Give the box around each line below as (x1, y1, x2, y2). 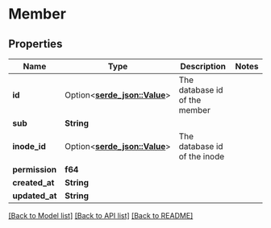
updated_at (12, 190, 57, 201)
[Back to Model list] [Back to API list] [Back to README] (8, 211, 194, 220)
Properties (8, 37, 63, 51)
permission (12, 164, 57, 175)
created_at (12, 177, 55, 188)
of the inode (178, 151, 225, 162)
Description (180, 61, 227, 72)
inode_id (12, 141, 47, 151)
